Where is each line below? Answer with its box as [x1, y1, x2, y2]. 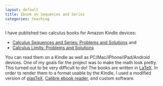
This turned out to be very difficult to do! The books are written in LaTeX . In [5, 65, 158, 71]
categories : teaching [5, 16, 50, 21]
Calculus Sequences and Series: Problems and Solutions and [12, 40, 137, 45]
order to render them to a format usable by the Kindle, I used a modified [5, 70, 152, 76]
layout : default [5, 7, 39, 12]
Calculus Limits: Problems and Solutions [12, 45, 94, 51]
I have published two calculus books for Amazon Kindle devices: [5, 30, 137, 36]
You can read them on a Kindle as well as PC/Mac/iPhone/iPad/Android [5, 54, 150, 60]
